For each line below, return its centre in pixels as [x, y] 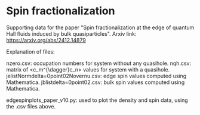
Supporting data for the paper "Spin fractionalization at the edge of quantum [100, 27]
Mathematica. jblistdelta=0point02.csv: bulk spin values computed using [96, 82]
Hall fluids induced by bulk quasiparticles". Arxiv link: [71, 33]
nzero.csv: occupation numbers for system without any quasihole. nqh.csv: [99, 63]
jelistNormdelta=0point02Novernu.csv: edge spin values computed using [96, 76]
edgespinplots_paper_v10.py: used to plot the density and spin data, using [97, 100]
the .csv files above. [31, 106]
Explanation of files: [30, 51]
